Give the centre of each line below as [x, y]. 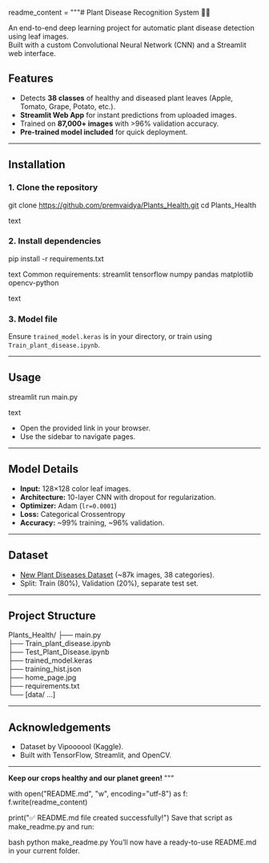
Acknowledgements [60, 727]
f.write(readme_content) [48, 802]
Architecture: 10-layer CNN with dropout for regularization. [118, 497]
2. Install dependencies [55, 241]
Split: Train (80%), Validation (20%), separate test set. [109, 583]
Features [31, 79]
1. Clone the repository [53, 188]
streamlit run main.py [43, 397]
